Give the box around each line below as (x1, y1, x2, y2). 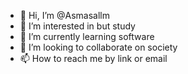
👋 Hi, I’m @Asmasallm (19, 10, 110, 21)
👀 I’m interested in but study (19, 20, 136, 32)
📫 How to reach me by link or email (19, 53, 168, 64)
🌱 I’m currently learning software (19, 31, 155, 42)
